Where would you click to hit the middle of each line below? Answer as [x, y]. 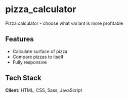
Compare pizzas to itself [38, 57]
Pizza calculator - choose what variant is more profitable [64, 23]
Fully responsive [30, 62]
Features [19, 39]
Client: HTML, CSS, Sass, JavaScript [44, 90]
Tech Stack [23, 78]
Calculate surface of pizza [40, 51]
